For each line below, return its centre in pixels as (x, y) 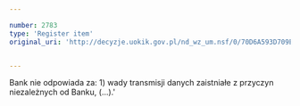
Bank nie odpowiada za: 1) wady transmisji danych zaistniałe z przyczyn (142, 83)
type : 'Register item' (51, 33)
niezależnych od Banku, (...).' (62, 92)
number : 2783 (33, 25)
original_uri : (36, 42)
